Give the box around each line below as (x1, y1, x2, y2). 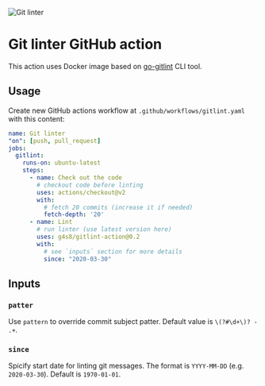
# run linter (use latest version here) (36, 226, 172, 234)
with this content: (8, 114, 65, 123)
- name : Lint (29, 218, 73, 226)
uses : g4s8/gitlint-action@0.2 (36, 233, 140, 241)
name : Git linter (8, 129, 66, 137)
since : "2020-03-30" (43, 255, 112, 263)
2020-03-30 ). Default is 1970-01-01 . (8, 369, 121, 379)
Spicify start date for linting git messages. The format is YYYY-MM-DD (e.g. (8, 361, 244, 371)
